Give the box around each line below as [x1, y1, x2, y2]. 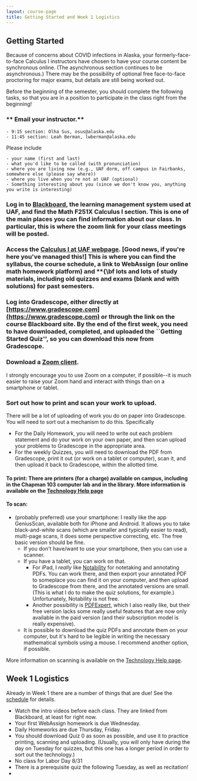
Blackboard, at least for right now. [14, 713, 97, 720]
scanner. [23, 551, 45, 558]
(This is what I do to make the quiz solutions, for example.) [32, 589, 175, 596]
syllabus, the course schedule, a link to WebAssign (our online [6, 260, 189, 268]
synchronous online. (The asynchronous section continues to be [6, 64, 163, 71]
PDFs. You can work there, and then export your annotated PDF [32, 570, 187, 577]
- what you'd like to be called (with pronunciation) [6, 160, 142, 167]
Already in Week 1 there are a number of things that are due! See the [6, 689, 173, 696]
